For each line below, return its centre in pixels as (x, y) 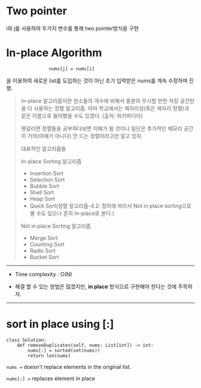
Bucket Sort (44, 257)
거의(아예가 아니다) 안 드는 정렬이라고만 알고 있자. (85, 136)
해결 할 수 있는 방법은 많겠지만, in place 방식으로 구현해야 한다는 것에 (96, 286)
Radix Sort (42, 250)
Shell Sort (42, 192)
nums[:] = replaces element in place (51, 378)
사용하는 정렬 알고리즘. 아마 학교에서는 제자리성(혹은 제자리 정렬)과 (112, 108)
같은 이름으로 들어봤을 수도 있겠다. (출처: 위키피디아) (82, 115)
